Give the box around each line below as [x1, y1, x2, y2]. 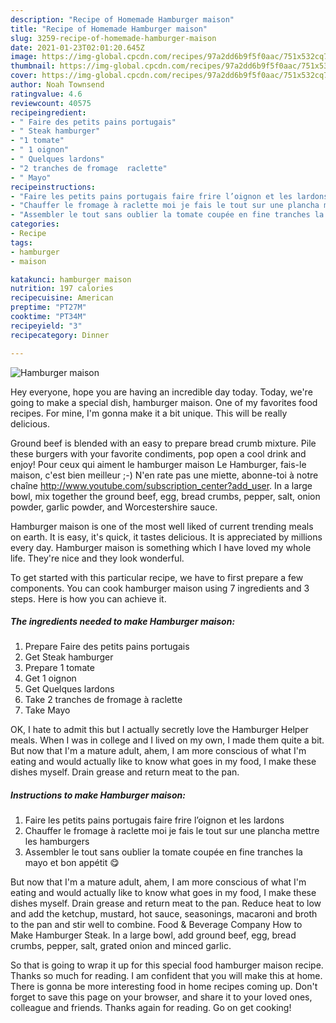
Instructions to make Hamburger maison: [10, 789, 186, 801]
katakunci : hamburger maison [10, 274, 132, 285]
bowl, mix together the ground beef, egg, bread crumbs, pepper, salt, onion [10, 490, 321, 502]
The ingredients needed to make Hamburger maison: [10, 616, 236, 628]
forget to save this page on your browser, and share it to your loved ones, [10, 991, 313, 1003]
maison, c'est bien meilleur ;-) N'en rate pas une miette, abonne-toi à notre [10, 469, 319, 481]
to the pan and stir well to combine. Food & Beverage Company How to [10, 919, 303, 931]
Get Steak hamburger [24, 651, 114, 663]
